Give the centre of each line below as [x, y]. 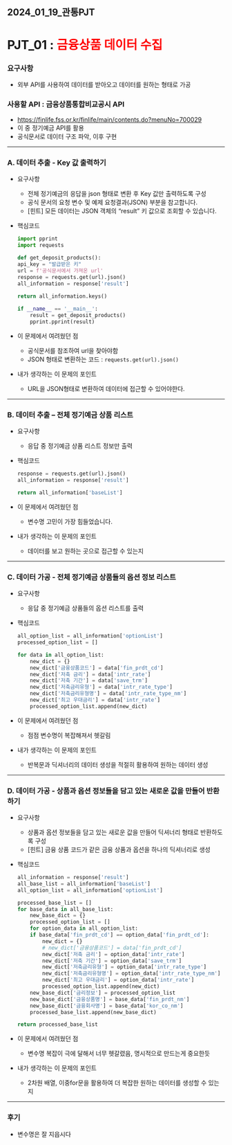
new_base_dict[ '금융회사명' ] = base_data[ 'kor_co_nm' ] [107, 1006]
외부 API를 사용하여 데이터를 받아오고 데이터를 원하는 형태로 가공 [104, 84]
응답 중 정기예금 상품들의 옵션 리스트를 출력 [85, 608]
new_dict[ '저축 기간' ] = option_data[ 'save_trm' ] [112, 961]
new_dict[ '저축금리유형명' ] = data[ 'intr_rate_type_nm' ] [108, 694]
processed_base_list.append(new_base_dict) [93, 1012]
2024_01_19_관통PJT [51, 12]
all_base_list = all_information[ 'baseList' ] [84, 884]
